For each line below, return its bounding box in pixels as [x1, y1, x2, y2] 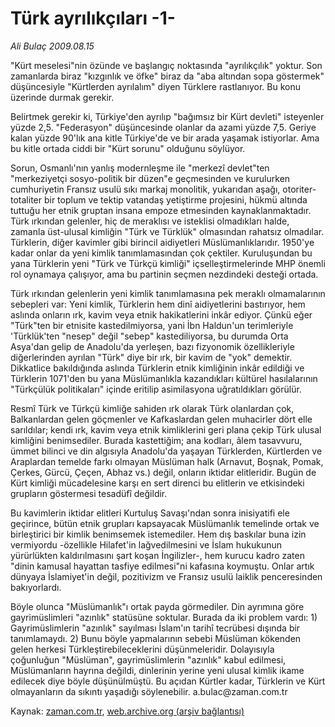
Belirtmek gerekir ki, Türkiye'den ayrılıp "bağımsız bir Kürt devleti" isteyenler [10, 110, 325, 122]
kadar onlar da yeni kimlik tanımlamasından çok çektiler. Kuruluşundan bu [10, 247, 313, 259]
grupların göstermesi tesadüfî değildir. [10, 487, 168, 499]
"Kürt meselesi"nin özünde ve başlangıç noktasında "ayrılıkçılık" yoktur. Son [10, 59, 323, 71]
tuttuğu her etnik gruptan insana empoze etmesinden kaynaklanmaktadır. [10, 204, 312, 216]
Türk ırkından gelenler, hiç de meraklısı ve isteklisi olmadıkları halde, [10, 215, 290, 227]
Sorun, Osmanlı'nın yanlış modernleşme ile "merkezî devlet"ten [10, 162, 270, 174]
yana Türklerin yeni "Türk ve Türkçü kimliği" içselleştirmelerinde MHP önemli [10, 257, 326, 269]
